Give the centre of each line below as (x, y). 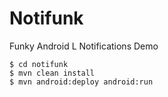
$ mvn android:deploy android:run (81, 82)
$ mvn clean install (52, 73)
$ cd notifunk (39, 64)
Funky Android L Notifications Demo (84, 46)
